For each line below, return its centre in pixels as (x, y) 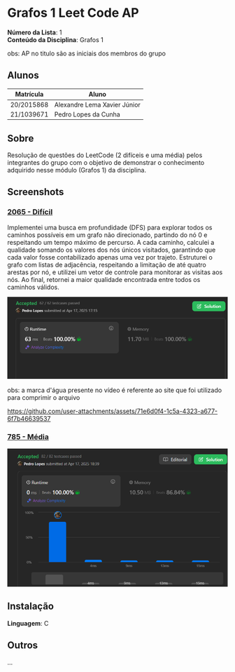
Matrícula (29, 94)
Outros (23, 646)
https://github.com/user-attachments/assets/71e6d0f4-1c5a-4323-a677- (113, 411)
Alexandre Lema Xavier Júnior (98, 105)
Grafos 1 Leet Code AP (73, 13)
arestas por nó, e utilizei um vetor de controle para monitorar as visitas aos (115, 272)
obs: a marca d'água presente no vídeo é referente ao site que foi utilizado (115, 390)
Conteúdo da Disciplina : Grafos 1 (55, 39)
